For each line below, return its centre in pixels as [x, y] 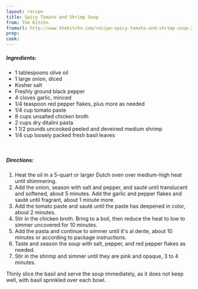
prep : [13, 34]
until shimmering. [36, 181]
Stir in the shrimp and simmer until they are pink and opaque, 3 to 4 [96, 256]
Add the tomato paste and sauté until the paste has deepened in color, [100, 206]
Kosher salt [28, 85]
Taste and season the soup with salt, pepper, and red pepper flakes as [100, 243]
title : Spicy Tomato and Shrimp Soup [52, 17]
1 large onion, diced [38, 79]
